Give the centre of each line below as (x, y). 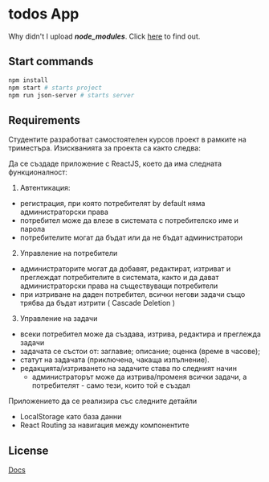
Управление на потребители (69, 253)
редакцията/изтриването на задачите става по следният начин (128, 369)
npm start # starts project (55, 88)
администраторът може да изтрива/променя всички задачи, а (139, 377)
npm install (28, 80)
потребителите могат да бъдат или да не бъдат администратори (131, 237)
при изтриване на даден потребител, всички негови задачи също (132, 295)
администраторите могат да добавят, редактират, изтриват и (125, 269)
